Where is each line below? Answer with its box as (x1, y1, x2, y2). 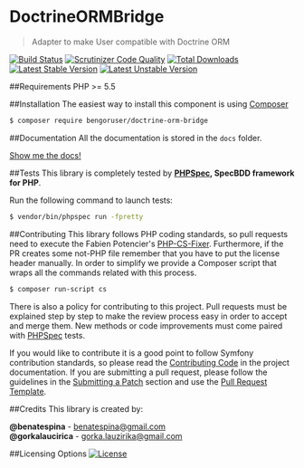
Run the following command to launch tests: (9, 195, 174, 205)
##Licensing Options (9, 448, 88, 459)
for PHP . (9, 177, 42, 187)
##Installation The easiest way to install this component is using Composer (9, 98, 289, 110)
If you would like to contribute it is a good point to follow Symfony (9, 347, 254, 358)
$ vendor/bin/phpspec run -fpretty (9, 212, 144, 221)
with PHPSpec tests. (9, 330, 86, 340)
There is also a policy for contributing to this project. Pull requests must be (9, 301, 288, 311)
